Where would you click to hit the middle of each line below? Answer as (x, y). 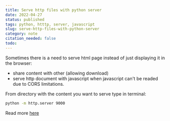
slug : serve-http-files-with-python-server (52, 29)
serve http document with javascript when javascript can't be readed (85, 78)
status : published (25, 19)
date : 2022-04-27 (24, 15)
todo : (11, 43)
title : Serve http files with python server (54, 10)
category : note (22, 34)
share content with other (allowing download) (61, 73)
